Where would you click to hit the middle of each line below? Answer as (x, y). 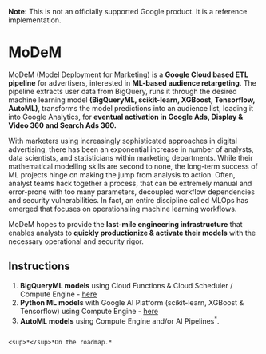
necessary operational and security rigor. (76, 241)
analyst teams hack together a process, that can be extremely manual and (130, 183)
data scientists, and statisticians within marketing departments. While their (131, 157)
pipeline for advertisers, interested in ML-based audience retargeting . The (133, 82)
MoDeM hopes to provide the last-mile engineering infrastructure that (125, 224)
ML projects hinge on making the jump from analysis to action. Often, (122, 174)
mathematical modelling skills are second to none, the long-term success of (133, 166)
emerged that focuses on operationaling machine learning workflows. (123, 209)
